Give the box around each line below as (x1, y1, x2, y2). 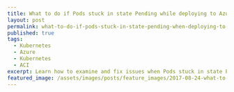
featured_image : (7, 74, 54, 82)
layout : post (7, 17, 45, 24)
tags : (7, 36, 23, 43)
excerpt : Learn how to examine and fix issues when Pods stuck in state (7, 68, 223, 75)
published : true (7, 29, 54, 37)
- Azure (13, 49, 36, 56)
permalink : (7, 23, 39, 30)
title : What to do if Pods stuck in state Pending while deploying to (7, 10, 217, 17)
